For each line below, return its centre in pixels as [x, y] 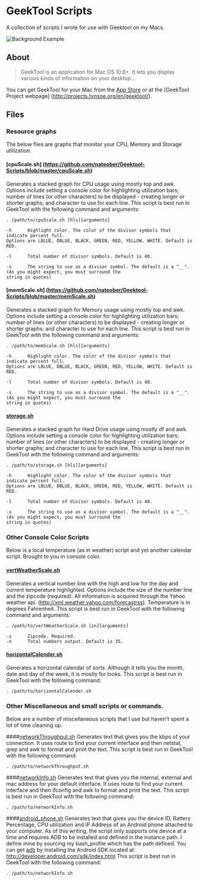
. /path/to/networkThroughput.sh [48, 767]
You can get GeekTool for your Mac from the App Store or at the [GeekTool [97, 90]
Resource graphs [31, 132]
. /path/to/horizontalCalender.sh [49, 691]
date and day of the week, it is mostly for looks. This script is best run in [94, 674]
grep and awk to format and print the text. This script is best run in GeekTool [99, 750]
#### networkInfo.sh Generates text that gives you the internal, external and [99, 778]
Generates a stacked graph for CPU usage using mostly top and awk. [91, 184]
